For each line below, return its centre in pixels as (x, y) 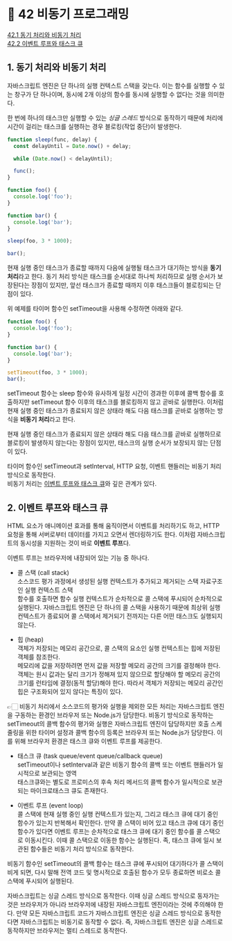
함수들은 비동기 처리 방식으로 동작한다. (82, 849)
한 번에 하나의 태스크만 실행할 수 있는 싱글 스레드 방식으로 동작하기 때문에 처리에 (115, 117)
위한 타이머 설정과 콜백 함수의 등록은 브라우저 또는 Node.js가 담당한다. (121, 732)
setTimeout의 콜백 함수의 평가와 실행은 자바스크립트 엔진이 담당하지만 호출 (108, 723)
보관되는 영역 (59, 773)
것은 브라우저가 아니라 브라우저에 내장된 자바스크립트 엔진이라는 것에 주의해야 (112, 904)
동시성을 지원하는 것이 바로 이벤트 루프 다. (75, 543)
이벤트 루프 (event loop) (50, 805)
